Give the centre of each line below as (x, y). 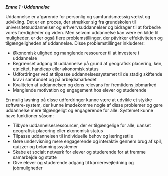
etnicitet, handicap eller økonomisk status (55, 69)
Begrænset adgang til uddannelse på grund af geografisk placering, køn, (88, 64)
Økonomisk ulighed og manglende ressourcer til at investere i (76, 53)
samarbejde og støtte (34, 157)
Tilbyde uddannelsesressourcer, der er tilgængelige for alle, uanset (82, 125)
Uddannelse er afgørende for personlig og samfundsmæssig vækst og (78, 17)
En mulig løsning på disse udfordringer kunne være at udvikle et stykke (79, 100)
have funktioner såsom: (30, 116)
